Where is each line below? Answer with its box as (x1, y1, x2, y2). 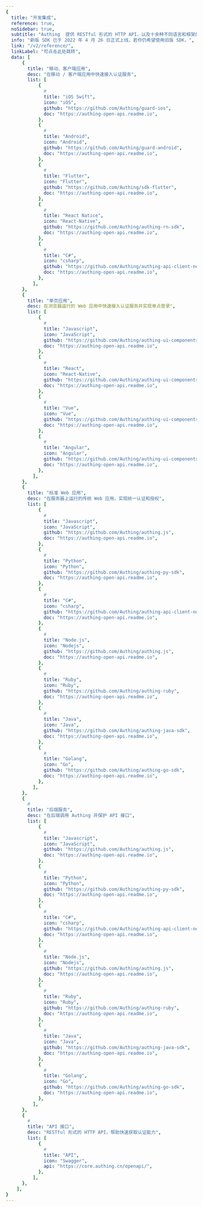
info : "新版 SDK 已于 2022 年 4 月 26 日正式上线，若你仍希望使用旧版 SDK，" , (11, 37, 195, 43)
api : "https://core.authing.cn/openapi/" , (44, 1163, 153, 1169)
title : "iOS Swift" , (44, 94, 96, 100)
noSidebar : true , (11, 26, 55, 32)
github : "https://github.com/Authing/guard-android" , (44, 144, 182, 151)
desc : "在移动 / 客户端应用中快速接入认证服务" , (27, 71, 137, 77)
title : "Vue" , (44, 405, 79, 411)
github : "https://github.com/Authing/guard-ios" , (44, 105, 171, 111)
